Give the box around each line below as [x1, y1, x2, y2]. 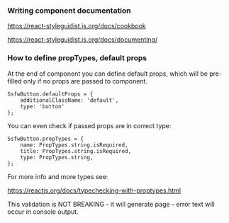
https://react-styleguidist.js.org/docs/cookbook [7, 22, 147, 30]
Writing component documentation [7, 6, 131, 16]
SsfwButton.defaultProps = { [7, 91, 94, 98]
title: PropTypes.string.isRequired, [20, 147, 132, 154]
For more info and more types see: [7, 172, 108, 181]
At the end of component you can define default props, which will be [7, 69, 208, 78]
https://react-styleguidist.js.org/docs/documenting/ [7, 35, 158, 44]
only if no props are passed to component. [23, 76, 147, 85]
